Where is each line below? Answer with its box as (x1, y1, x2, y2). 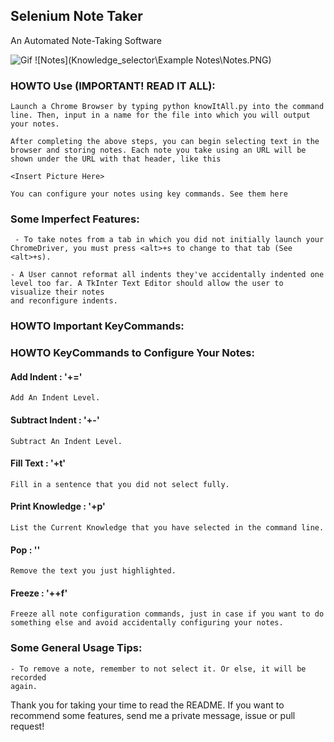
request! (10, 720, 45, 732)
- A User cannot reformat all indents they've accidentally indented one (10, 270, 325, 280)
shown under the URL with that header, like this (10, 154, 222, 164)
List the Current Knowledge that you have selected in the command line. (10, 523, 325, 533)
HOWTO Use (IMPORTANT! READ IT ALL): (10, 79, 216, 93)
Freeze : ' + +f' (10, 587, 68, 599)
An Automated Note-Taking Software (10, 34, 162, 46)
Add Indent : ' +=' (10, 370, 83, 383)
